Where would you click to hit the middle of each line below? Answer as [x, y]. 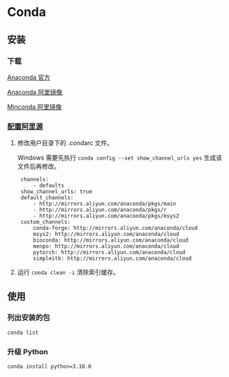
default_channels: [47, 198]
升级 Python [28, 351]
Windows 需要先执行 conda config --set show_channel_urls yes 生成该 [119, 158]
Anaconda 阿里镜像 [35, 92]
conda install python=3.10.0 [49, 367]
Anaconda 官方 [29, 77]
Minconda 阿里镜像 [35, 107]
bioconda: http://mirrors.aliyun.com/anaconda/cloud [111, 240]
